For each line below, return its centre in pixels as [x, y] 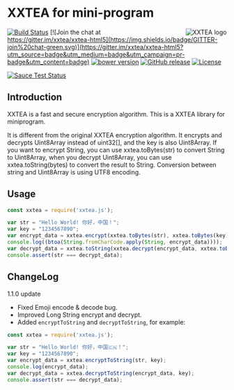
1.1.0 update [24, 294]
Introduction [35, 97]
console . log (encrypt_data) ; [48, 367]
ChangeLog [33, 277]
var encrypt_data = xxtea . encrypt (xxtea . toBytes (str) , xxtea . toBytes [110, 236]
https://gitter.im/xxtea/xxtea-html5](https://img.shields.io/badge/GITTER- [112, 39]
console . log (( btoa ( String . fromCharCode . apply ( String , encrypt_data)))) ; [115, 242]
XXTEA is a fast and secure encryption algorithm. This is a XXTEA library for [116, 114]
